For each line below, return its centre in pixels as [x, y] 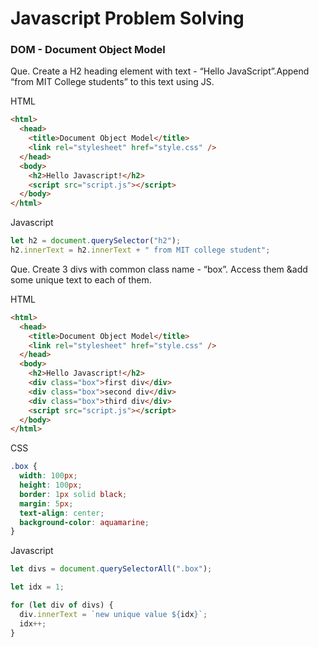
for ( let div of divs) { [62, 605]
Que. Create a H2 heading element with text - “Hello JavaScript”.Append [160, 71]
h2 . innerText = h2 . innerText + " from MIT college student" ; [140, 250]
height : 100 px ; [51, 485]
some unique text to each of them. [81, 279]
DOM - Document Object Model [88, 50]
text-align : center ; [62, 513]
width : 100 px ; [48, 476]
